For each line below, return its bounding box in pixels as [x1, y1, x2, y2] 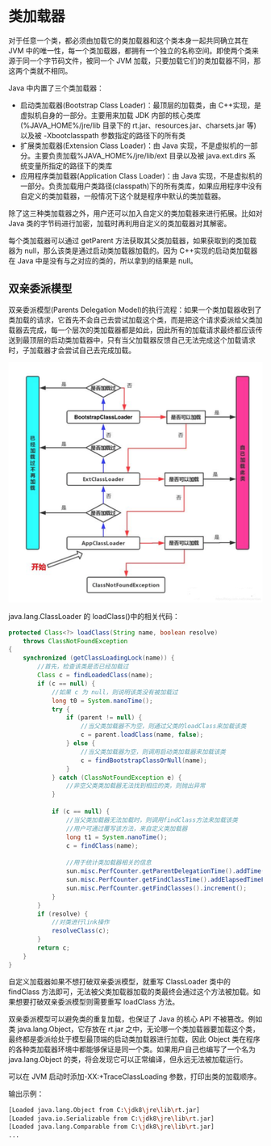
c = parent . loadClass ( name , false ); [80, 731, 204, 739]
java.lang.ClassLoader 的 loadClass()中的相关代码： [8, 611, 180, 621]
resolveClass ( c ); [51, 927, 110, 935]
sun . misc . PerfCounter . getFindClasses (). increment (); [65, 884, 248, 892]
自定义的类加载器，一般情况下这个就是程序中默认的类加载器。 [19, 191, 226, 200]
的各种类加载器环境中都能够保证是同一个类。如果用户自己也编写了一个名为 [8, 1044, 256, 1054]
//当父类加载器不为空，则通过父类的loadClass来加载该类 [80, 723, 247, 731]
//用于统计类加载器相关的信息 [65, 858, 152, 867]
